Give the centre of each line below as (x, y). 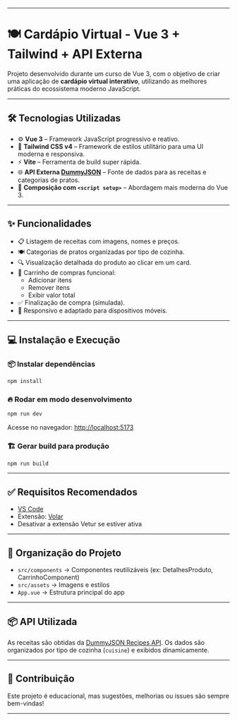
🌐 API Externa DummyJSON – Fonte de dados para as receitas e (112, 172)
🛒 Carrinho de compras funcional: (67, 272)
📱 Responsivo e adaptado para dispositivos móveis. (92, 310)
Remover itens (49, 287)
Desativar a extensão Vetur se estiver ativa (80, 524)
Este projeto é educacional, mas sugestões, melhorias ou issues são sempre (118, 696)
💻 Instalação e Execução (64, 340)
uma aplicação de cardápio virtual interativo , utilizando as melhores (107, 81)
